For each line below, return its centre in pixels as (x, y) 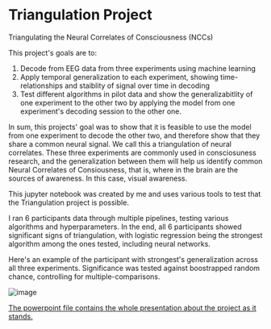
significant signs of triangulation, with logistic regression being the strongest (135, 235)
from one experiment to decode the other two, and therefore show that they (134, 135)
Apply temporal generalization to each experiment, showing (119, 77)
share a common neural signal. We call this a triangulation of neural (120, 144)
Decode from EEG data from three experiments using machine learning (138, 68)
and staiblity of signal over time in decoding (137, 85)
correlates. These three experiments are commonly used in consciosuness (132, 152)
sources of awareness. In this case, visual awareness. (98, 178)
